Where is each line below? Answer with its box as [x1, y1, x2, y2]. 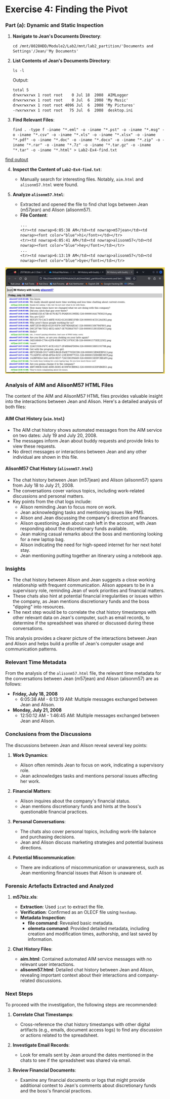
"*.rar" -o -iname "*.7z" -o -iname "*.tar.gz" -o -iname [26, 142, 151, 148]
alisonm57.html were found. [20, 182, 78, 188]
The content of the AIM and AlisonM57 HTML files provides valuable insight [5, 393, 163, 399]
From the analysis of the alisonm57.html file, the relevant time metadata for [5, 670, 162, 676]
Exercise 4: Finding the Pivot [5, 4, 128, 15]
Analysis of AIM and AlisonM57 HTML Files [5, 381, 114, 389]
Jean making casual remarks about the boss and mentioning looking [20, 530, 163, 537]
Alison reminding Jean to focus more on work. [20, 503, 117, 510]
